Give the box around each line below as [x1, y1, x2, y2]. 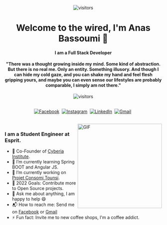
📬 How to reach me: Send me [11, 201, 75, 207]
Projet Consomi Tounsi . [11, 175, 60, 181]
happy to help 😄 [11, 196, 46, 202]
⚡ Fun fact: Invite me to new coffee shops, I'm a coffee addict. [11, 214, 140, 220]
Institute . [11, 153, 30, 159]
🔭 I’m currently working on [11, 169, 66, 175]
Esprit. [4, 136, 21, 143]
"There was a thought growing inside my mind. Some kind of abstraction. [6, 61, 161, 67]
